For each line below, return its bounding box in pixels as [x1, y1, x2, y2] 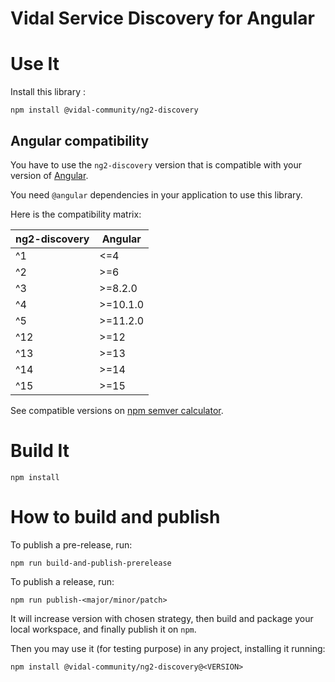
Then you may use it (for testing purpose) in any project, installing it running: [10, 642, 326, 654]
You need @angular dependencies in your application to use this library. [10, 188, 303, 201]
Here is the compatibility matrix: [10, 208, 142, 220]
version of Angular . [10, 169, 89, 181]
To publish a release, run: [10, 575, 115, 587]
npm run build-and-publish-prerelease [10, 558, 172, 568]
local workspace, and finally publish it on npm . [10, 623, 197, 635]
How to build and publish [10, 506, 221, 529]
